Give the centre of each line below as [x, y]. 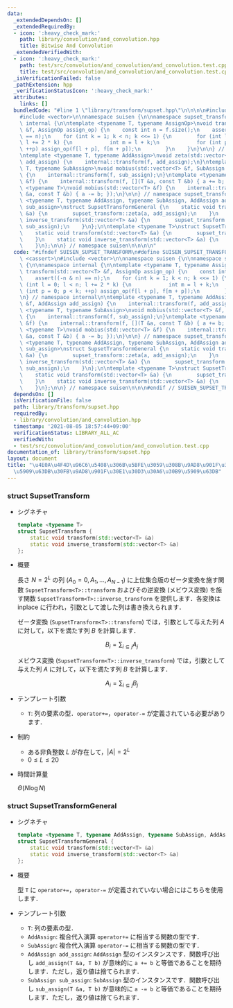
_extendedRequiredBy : [45, 26]
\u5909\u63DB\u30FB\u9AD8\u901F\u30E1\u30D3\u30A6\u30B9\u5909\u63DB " [118, 472]
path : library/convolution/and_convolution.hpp [89, 40]
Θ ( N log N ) [32, 788]
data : [15, 14]
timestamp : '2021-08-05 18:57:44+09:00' [72, 426]
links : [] [34, 104]
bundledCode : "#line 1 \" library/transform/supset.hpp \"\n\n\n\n [110, 110]
